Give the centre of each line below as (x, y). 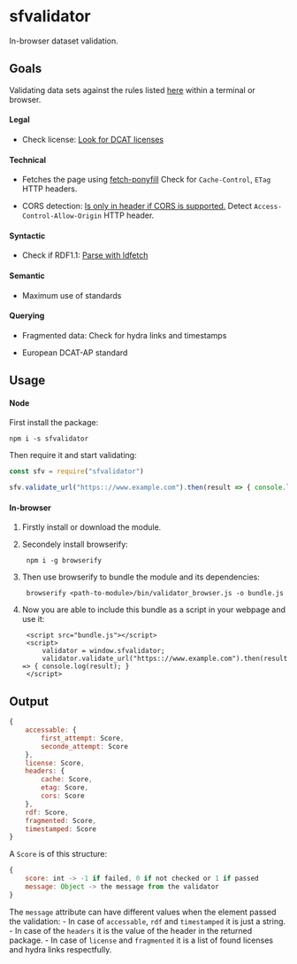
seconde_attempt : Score (84, 746)
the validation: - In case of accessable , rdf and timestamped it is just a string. (147, 921)
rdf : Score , (47, 812)
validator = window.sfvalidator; (103, 651)
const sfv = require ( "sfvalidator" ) (76, 471)
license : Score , (55, 763)
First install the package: (54, 423)
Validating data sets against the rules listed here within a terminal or (133, 89)
